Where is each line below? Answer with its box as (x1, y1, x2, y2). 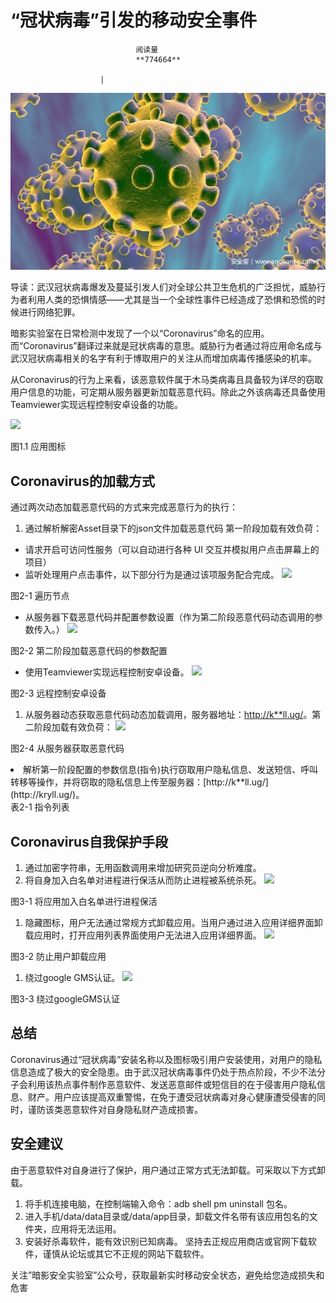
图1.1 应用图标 (10, 441, 67, 453)
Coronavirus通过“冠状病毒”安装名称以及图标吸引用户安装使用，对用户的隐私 (10, 1053, 323, 1065)
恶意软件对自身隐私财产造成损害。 (62, 1103, 203, 1115)
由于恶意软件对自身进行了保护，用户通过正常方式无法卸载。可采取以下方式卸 (10, 1164, 326, 1176)
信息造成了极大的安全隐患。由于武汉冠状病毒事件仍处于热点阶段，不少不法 (10, 1066, 317, 1078)
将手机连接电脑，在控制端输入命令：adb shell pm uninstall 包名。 (24, 1197, 293, 1210)
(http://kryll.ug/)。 (10, 789, 85, 801)
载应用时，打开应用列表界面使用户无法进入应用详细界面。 (24, 929, 262, 941)
